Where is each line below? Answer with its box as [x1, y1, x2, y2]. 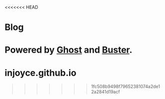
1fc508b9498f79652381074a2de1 [91, 84, 160, 90]
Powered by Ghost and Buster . [4, 44, 133, 56]
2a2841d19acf [91, 89, 120, 95]
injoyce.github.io [4, 67, 77, 79]
